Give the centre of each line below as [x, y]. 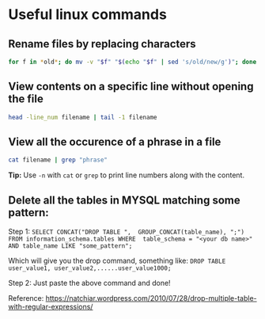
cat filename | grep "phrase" [58, 160]
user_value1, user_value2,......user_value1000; [90, 268]
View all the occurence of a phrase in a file [115, 141]
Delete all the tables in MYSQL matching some [125, 200]
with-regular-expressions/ [51, 307]
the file [26, 99]
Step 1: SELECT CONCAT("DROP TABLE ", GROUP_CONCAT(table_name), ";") [127, 232]
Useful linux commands [88, 15]
